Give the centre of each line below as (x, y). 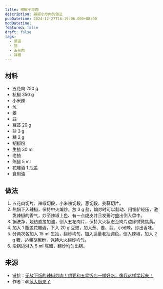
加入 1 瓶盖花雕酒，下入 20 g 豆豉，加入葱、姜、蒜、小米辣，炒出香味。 (84, 228)
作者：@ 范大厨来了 (31, 281)
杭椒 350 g (23, 95)
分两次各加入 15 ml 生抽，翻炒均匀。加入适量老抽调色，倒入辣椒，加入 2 (84, 234)
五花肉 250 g (25, 89)
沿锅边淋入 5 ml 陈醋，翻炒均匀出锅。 (50, 246)
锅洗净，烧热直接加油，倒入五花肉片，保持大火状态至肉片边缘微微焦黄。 (85, 222)
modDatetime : (18, 23)
